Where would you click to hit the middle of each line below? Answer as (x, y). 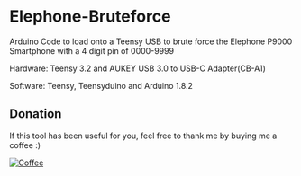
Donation (36, 114)
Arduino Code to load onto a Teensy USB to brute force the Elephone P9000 (151, 41)
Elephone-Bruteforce (90, 17)
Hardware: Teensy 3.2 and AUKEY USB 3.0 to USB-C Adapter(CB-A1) (137, 68)
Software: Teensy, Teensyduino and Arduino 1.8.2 (101, 85)
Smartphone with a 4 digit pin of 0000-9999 (91, 50)
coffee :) (25, 145)
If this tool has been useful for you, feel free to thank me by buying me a (143, 136)
